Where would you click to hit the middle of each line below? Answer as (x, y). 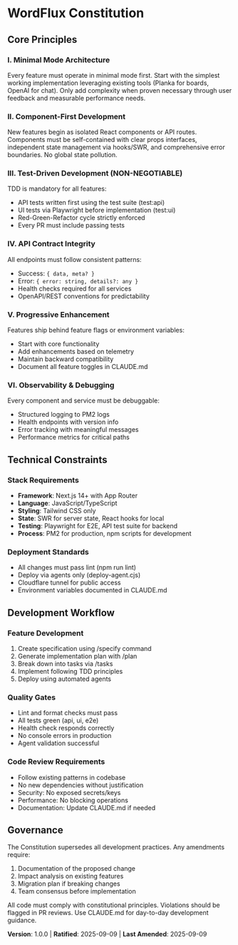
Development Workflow (61, 613)
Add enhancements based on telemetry (76, 352)
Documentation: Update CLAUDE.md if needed (87, 807)
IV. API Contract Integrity (52, 244)
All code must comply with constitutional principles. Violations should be (114, 905)
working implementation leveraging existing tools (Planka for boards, (108, 83)
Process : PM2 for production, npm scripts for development (104, 534)
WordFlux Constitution (76, 13)
